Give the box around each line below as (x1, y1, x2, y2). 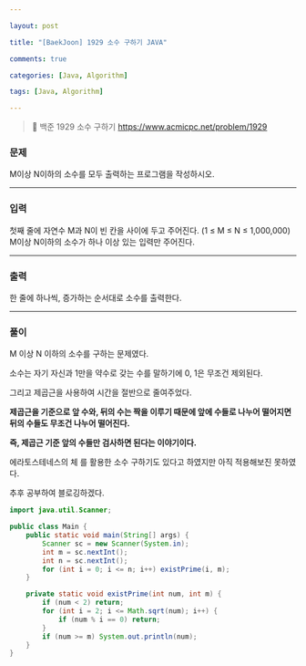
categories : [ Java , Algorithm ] (9, 70, 128, 80)
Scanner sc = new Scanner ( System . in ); (42, 539, 189, 548)
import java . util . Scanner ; (9, 505, 112, 515)
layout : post (9, 21, 59, 30)
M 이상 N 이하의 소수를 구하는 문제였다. (9, 349, 149, 359)
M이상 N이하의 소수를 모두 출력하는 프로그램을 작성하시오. (9, 169, 215, 180)
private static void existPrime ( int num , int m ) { (25, 589, 222, 598)
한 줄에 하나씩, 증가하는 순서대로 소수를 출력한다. (9, 293, 182, 304)
